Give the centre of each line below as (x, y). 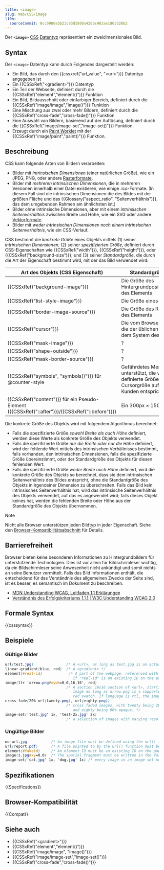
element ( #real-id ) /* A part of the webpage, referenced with (82, 673)
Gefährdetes (135, 366)
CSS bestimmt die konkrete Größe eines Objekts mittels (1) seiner (71, 239)
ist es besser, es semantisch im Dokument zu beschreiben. (64, 583)
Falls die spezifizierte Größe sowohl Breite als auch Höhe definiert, (79, 433)
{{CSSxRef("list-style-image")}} (45, 300)
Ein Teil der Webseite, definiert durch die (53, 90)
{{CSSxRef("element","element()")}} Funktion (58, 95)
